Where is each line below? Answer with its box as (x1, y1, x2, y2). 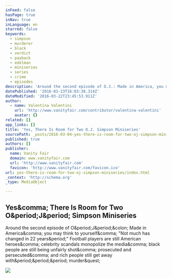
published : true (5, 137, 40, 142)
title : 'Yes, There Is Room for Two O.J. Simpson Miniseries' (5, 127, 141, 132)
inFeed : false (5, 7, 36, 13)
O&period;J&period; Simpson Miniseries (5, 211, 137, 220)
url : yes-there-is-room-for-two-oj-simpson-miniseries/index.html (5, 170, 150, 175)
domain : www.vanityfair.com (10, 156, 70, 161)
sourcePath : (5, 132, 31, 137)
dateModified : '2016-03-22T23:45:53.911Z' (5, 94, 97, 99)
